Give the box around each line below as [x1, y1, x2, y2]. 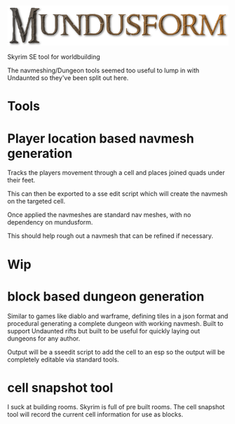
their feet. [7, 176, 36, 185]
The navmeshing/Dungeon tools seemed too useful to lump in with [7, 66, 200, 75]
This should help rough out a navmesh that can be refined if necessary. [7, 232, 214, 240]
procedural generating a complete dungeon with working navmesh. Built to [7, 319, 224, 328]
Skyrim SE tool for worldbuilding [7, 53, 100, 61]
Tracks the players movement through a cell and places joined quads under [7, 168, 225, 177]
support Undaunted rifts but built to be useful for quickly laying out [7, 326, 200, 335]
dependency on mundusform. [7, 218, 93, 227]
